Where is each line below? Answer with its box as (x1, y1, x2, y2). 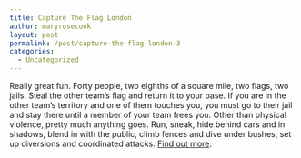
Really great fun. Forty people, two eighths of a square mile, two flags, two (9, 81, 289, 91)
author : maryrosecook (9, 22, 92, 31)
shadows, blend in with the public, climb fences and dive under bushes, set (9, 129, 292, 139)
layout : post (9, 30, 59, 39)
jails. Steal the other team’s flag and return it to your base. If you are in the (9, 90, 286, 101)
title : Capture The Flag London (9, 13, 132, 23)
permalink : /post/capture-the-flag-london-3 (9, 38, 181, 48)
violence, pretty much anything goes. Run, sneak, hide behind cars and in (9, 119, 286, 130)
